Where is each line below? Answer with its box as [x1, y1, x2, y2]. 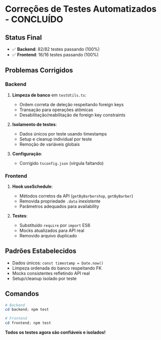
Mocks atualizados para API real [19, 227, 84, 233]
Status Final [5, 33, 42, 42]
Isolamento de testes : [12, 121, 57, 127]
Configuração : [12, 151, 42, 157]
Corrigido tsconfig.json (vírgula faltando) [19, 160, 104, 166]
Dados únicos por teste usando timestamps [19, 131, 107, 136]
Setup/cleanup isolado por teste [12, 275, 77, 281]
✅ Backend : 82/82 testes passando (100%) [12, 46, 100, 52]
